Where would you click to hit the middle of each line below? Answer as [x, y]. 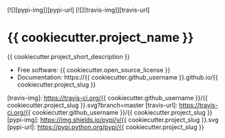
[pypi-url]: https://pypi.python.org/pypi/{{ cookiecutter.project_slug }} [106, 127]
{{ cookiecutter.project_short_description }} [68, 56]
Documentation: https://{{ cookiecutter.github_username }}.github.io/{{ [118, 77]
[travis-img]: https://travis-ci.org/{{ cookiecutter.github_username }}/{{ [108, 97]
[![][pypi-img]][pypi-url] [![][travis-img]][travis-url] [78, 10]
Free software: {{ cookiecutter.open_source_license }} [94, 70]
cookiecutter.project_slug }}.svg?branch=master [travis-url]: [92, 105]
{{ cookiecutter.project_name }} [100, 38]
